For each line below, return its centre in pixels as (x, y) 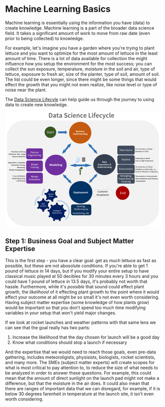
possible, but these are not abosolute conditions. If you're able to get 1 (76, 266)
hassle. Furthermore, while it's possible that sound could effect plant (75, 287)
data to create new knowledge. (36, 104)
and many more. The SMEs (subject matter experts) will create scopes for (80, 363)
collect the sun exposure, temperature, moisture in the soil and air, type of (80, 69)
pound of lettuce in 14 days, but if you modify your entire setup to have (77, 271)
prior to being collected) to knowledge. (45, 38)
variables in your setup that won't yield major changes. (61, 313)
